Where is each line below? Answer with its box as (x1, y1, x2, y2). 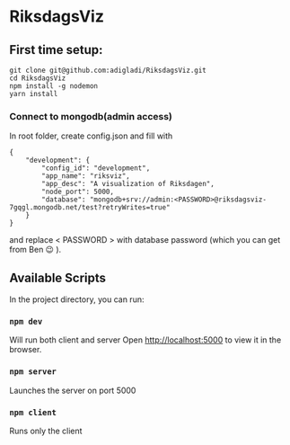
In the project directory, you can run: (9, 294, 145, 305)
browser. (9, 344, 42, 355)
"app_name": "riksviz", (41, 172, 130, 181)
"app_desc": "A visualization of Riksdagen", (41, 180, 215, 189)
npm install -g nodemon (9, 82, 99, 91)
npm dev (9, 316, 43, 327)
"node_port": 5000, (41, 187, 115, 197)
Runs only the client (9, 425, 83, 436)
